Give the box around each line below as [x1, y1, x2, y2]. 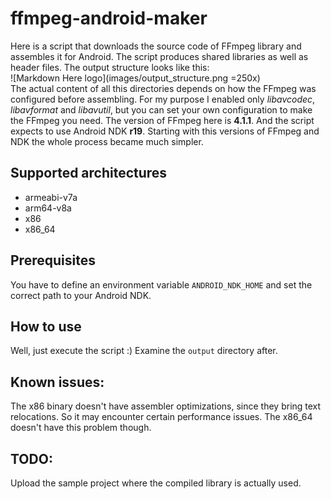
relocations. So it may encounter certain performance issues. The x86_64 [10, 411, 313, 423]
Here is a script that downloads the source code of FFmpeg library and [10, 40, 302, 52]
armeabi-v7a [24, 191, 78, 203]
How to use [10, 318, 82, 335]
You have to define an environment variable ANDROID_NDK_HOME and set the [10, 278, 313, 291]
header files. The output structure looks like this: [10, 61, 210, 73]
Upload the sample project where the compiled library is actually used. [10, 477, 302, 489]
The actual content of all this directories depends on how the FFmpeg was [10, 82, 317, 94]
